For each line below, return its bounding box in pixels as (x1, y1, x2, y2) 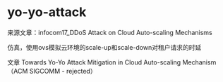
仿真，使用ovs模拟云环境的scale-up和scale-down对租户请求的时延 (7, 43, 202, 51)
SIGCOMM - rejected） (29, 67, 97, 75)
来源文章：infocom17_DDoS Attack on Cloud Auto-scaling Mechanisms (7, 28, 213, 36)
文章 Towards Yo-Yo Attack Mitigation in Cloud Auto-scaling (7, 57, 181, 67)
